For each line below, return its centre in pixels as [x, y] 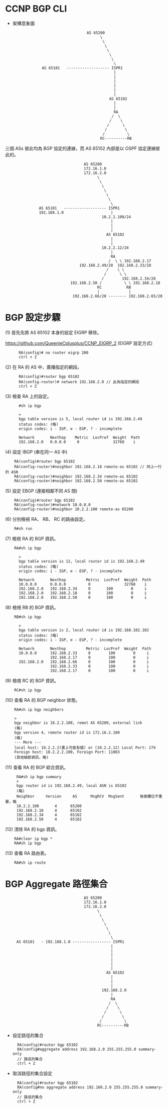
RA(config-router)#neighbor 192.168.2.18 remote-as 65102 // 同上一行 [88, 467]
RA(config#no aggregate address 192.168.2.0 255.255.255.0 [80, 1087]
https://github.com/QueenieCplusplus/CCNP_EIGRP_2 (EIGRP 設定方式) [79, 343]
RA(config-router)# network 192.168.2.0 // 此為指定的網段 [79, 382]
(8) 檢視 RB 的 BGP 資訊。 [32, 607]
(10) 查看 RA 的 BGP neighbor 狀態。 [43, 700]
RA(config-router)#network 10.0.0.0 [53, 505]
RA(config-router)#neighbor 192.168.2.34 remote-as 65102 [76, 476]
